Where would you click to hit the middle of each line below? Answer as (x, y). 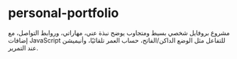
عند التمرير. (23, 48)
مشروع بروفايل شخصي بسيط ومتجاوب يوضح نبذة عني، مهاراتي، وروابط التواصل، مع (119, 33)
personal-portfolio (64, 13)
